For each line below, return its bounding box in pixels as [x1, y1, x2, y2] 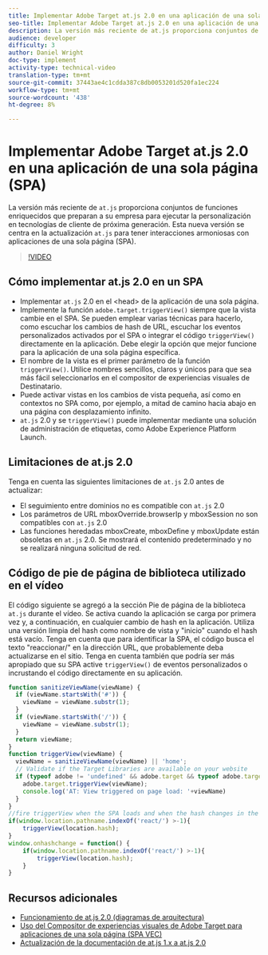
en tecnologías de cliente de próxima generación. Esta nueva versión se [8, 220, 245, 229]
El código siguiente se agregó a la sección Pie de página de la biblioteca [8, 600, 246, 610]
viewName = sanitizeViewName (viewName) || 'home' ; [15, 758, 187, 766]
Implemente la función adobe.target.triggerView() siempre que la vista [19, 304, 257, 314]
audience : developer [8, 34, 77, 42]
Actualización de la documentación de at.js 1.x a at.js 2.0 [19, 938, 207, 948]
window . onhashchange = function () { [8, 839, 130, 847]
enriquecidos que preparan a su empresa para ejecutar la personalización [8, 211, 251, 221]
